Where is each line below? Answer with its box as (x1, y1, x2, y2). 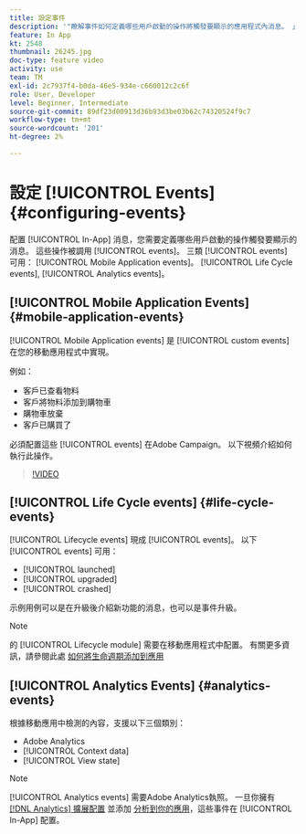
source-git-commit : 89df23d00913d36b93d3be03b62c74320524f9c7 (9, 107, 251, 116)
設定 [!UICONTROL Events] (9, 183, 216, 204)
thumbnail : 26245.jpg (9, 48, 92, 57)
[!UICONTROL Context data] (22, 745, 130, 756)
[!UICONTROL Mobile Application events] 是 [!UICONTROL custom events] (9, 334, 290, 345)
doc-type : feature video (9, 56, 104, 65)
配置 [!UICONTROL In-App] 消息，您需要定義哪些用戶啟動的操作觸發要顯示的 (9, 234, 298, 245)
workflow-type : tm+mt (9, 115, 92, 124)
